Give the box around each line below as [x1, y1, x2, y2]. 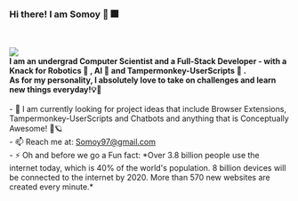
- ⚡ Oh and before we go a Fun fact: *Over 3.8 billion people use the [9, 150, 260, 161]
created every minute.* [9, 181, 94, 192]
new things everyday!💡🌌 [9, 84, 102, 95]
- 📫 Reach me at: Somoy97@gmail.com [9, 137, 157, 148]
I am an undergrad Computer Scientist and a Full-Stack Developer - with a [9, 56, 287, 67]
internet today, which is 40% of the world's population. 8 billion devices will [9, 163, 286, 173]
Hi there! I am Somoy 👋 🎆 [9, 8, 118, 20]
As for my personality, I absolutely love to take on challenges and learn [9, 75, 277, 85]
